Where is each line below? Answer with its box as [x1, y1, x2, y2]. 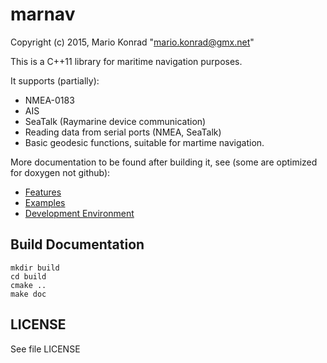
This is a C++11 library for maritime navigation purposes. [10, 55, 243, 67]
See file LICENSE [10, 343, 81, 355]
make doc [10, 289, 47, 299]
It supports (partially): [10, 74, 100, 87]
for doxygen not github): [10, 166, 111, 178]
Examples [24, 196, 66, 208]
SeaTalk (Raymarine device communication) [24, 115, 207, 127]
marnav [10, 3, 76, 26]
